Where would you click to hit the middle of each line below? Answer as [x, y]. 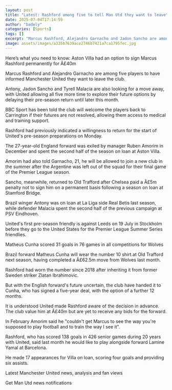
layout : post [19, 10]
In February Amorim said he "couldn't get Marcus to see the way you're [81, 321]
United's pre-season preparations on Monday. [54, 136]
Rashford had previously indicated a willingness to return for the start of [81, 130]
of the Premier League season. [38, 172]
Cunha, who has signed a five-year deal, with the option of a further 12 [80, 291]
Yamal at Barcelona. [26, 347]
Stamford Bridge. [23, 193]
